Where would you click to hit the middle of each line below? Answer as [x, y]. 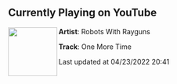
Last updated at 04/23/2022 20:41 [114, 61]
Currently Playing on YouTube [83, 13]
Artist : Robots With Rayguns [104, 31]
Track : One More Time [95, 47]
